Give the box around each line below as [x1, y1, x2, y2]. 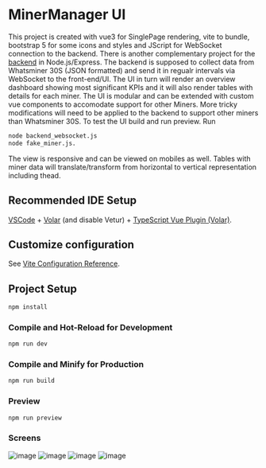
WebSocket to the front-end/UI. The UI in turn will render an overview [8, 74, 236, 84]
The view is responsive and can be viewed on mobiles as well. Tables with [8, 154, 252, 163]
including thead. [8, 170, 61, 180]
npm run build [8, 376, 56, 385]
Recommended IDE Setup [8, 193, 137, 208]
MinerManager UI [8, 6, 126, 24]
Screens [8, 432, 41, 443]
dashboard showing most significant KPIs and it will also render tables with [8, 82, 253, 92]
